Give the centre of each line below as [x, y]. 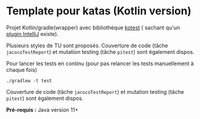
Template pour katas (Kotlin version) [99, 11]
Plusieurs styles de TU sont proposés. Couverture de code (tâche [87, 45]
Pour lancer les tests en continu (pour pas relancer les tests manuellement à [100, 63]
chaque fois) [22, 69]
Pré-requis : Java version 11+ [43, 109]
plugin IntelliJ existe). [32, 33]
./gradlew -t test [29, 81]
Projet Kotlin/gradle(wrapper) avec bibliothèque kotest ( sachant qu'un [93, 28]
